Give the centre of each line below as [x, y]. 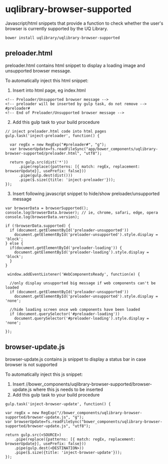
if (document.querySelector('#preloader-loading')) [65, 314]
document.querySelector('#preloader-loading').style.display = [82, 318]
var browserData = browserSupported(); [47, 208]
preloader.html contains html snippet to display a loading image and [75, 65]
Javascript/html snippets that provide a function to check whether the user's [84, 23]
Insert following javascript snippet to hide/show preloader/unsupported [86, 193]
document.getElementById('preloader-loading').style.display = [82, 252]
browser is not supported [31, 364]
